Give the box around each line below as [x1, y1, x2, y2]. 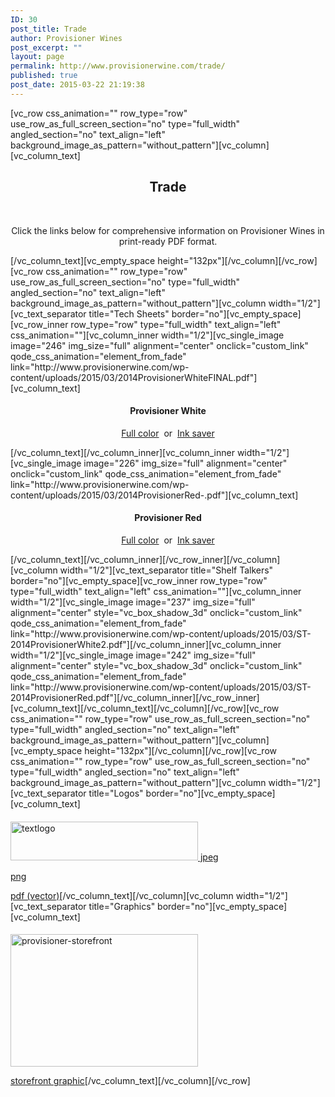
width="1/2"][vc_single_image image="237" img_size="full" [10, 596, 256, 608]
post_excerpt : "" [10, 42, 83, 53]
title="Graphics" [88, 900, 156, 912]
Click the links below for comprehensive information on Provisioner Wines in [11, 224, 325, 236]
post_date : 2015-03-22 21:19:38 [10, 80, 145, 90]
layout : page [10, 52, 65, 62]
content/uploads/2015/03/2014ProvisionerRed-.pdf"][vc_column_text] [10, 489, 299, 501]
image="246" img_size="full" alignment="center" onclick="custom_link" [10, 339, 309, 351]
